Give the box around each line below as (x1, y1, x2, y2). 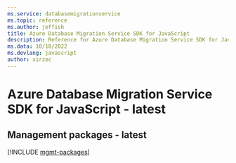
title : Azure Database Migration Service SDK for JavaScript (7, 30, 190, 37)
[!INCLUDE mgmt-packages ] (7, 148, 90, 156)
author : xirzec (7, 56, 52, 63)
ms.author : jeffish (7, 23, 65, 30)
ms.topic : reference (7, 17, 68, 24)
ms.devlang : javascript (7, 50, 77, 57)
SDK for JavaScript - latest (7, 101, 166, 117)
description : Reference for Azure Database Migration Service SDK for (7, 37, 218, 44)
